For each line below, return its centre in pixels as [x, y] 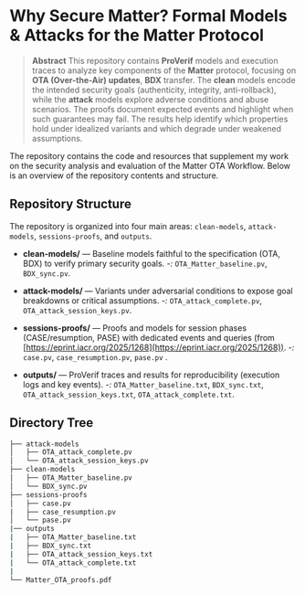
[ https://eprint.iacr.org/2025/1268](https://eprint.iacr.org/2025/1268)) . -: [158, 347]
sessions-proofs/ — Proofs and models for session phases [135, 328]
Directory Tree [52, 423]
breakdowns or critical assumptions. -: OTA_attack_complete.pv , [142, 300]
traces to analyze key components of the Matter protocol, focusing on [164, 70]
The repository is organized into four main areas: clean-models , [128, 226]
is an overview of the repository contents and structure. [114, 175]
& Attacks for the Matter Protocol [137, 35]
